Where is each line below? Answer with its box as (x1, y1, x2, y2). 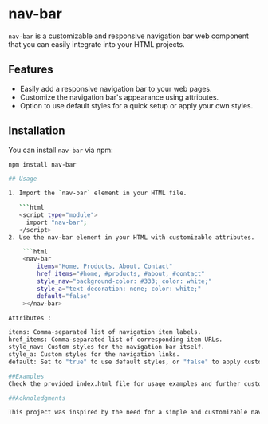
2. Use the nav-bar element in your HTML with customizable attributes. (8, 233, 255, 241)
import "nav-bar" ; (26, 218, 88, 226)
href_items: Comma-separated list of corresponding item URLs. (8, 336, 223, 344)
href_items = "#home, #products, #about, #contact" (37, 270, 205, 278)
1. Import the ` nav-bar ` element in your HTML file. (8, 189, 187, 198)
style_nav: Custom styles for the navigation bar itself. (8, 344, 205, 351)
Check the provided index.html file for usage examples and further (8, 379, 241, 387)
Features (8, 63, 53, 77)
